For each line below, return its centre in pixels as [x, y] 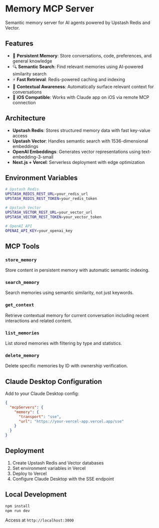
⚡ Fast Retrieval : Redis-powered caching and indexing [69, 79]
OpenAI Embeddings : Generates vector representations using [76, 151]
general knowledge [32, 61]
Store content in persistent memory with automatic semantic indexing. [77, 270]
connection [24, 102]
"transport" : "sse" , [40, 416]
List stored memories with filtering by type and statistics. [64, 343]
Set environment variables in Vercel [49, 468]
